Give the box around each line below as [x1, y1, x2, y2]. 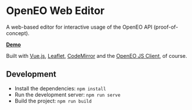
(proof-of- [153, 23, 178, 30]
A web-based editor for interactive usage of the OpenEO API [6, 23, 153, 30]
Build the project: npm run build [14, 97, 92, 104]
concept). [6, 29, 30, 36]
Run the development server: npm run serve [14, 91, 121, 98]
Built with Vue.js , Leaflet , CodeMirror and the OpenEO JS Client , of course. [6, 52, 187, 59]
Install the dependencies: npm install [14, 85, 106, 92]
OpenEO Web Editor [6, 4, 105, 18]
